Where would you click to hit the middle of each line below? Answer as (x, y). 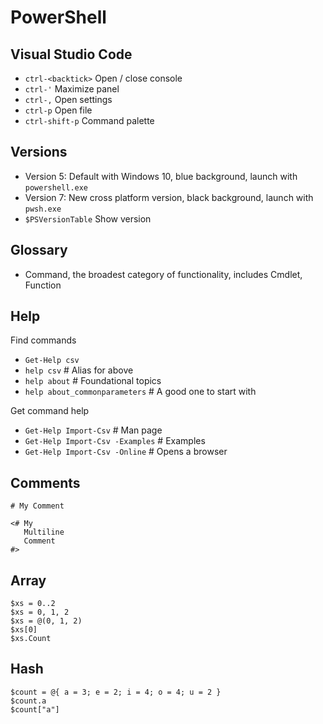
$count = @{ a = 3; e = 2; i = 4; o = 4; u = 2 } (116, 692)
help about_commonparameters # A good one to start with (140, 392)
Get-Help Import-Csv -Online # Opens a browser (126, 452)
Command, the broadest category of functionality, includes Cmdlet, (163, 274)
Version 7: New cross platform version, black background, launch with (169, 197)
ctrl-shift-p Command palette (89, 120)
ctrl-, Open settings (68, 99)
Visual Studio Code (71, 54)
